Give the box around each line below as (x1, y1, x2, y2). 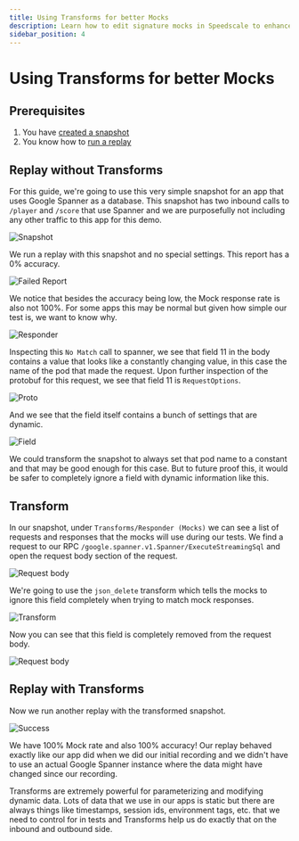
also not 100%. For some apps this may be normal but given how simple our (9, 302, 287, 313)
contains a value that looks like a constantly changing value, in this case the (9, 356, 287, 367)
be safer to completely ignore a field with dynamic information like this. (9, 473, 270, 483)
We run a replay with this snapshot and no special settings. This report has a (9, 249, 290, 260)
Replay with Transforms (9, 681, 145, 697)
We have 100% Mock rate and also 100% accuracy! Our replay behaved (9, 739, 272, 750)
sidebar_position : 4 (9, 29, 86, 38)
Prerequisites (9, 103, 85, 119)
